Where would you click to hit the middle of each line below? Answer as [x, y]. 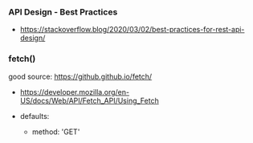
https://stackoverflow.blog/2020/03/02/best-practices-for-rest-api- [132, 30]
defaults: [35, 116]
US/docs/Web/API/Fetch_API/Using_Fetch [89, 100]
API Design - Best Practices [63, 12]
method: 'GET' [56, 132]
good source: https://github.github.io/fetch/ [80, 76]
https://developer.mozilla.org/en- [75, 92]
